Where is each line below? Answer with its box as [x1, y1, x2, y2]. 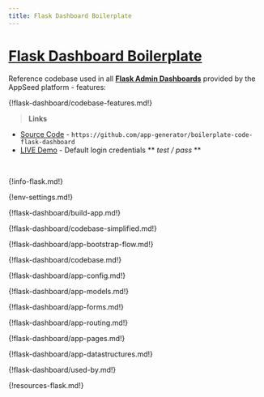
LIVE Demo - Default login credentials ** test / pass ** [19, 145, 202, 155]
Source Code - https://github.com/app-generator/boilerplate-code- [19, 129, 253, 139]
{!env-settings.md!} [8, 192, 74, 202]
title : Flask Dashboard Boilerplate [8, 11, 132, 20]
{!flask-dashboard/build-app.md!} [8, 207, 121, 217]
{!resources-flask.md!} [8, 380, 84, 390]
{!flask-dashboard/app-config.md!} [8, 271, 126, 280]
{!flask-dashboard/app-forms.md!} [8, 301, 124, 312]
